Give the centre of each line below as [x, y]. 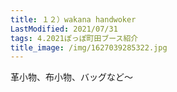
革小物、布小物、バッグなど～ [71, 77]
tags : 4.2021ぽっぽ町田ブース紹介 [74, 38]
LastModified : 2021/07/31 [64, 29]
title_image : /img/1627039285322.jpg [89, 47]
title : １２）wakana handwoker [73, 19]
